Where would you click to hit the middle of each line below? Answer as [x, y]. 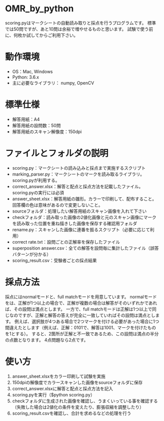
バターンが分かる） [32, 254]
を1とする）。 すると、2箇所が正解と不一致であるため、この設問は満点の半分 [82, 334]
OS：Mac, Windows [32, 71]
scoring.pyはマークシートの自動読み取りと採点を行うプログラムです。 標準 [81, 23]
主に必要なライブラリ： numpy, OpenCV [53, 83]
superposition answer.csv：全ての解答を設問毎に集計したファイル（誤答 [85, 248]
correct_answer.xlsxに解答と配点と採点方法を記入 [63, 388]
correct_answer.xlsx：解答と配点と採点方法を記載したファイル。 [78, 186]
